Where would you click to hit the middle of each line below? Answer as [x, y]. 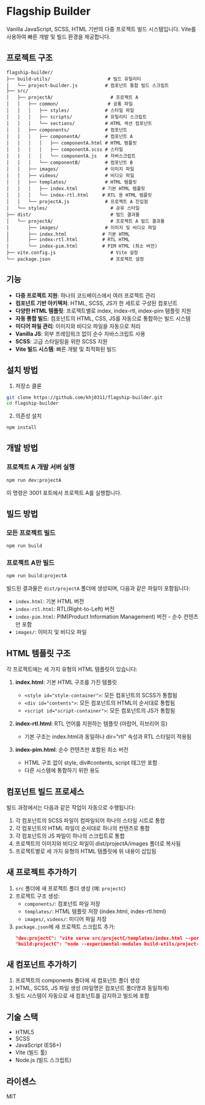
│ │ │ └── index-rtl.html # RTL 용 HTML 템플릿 [79, 195]
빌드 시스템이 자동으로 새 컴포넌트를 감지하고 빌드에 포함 [82, 996]
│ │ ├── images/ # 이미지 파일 [70, 169]
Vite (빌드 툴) [31, 1052]
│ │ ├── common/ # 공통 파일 [70, 104]
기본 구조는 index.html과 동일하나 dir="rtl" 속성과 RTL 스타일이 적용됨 [108, 736]
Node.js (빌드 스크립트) [43, 1060]
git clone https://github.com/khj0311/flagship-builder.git [85, 398]
